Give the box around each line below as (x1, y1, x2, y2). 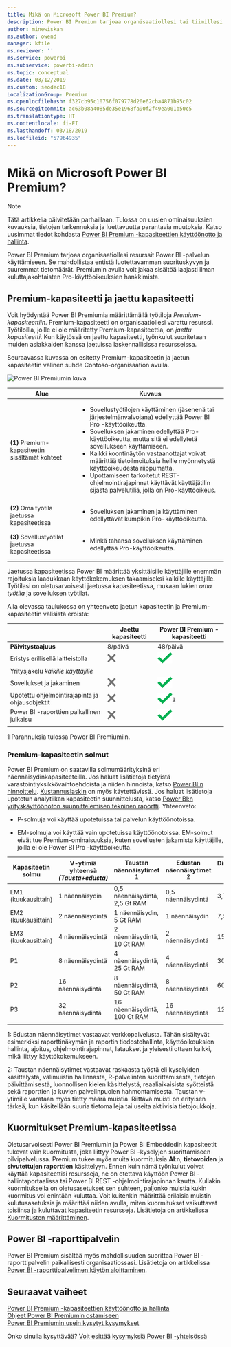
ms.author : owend (7, 33, 57, 40)
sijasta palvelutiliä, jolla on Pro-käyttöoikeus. (89, 486, 217, 494)
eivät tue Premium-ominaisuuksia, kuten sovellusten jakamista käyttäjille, (16, 836, 223, 844)
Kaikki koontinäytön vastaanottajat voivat (89, 449, 206, 457)
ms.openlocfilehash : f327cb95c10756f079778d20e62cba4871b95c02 (7, 98, 192, 105)
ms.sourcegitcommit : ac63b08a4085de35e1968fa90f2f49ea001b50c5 (7, 105, 192, 113)
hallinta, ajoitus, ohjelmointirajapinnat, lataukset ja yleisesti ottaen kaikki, (7, 1044, 212, 1053)
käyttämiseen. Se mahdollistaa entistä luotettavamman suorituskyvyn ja (7, 258, 210, 266)
